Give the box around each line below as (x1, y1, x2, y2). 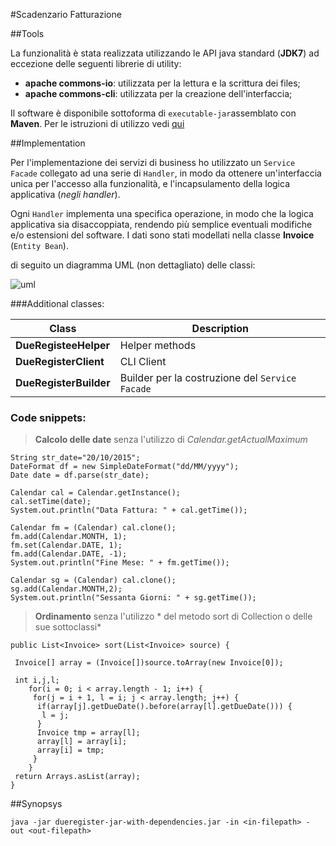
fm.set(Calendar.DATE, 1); (10, 540, 123, 551)
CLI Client (119, 355, 167, 368)
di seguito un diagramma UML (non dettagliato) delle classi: (10, 259, 256, 271)
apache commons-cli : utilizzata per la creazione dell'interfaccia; (24, 88, 293, 99)
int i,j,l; (14, 675, 60, 686)
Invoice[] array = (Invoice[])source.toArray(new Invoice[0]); (14, 658, 284, 668)
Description (191, 322, 250, 335)
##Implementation (10, 137, 86, 149)
